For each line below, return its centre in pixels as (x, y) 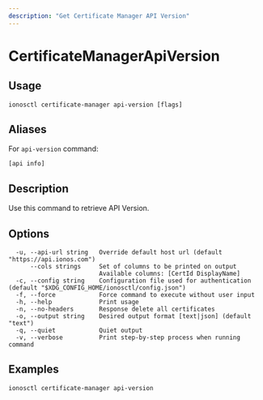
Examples (34, 370)
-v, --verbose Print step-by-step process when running (128, 338)
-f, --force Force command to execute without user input (135, 295)
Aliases (28, 129)
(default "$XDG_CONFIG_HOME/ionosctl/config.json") (97, 288)
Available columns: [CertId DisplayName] (170, 274)
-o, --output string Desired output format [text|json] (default (134, 316)
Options (29, 233)
